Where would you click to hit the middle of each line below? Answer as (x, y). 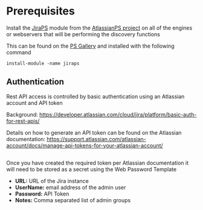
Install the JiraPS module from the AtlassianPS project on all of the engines (99, 28)
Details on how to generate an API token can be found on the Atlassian (94, 132)
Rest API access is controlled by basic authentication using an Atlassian (95, 96)
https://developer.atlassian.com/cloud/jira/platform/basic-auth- (118, 114)
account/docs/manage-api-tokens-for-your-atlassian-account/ (85, 145)
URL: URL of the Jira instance (52, 181)
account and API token (34, 103)
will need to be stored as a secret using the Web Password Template (92, 170)
